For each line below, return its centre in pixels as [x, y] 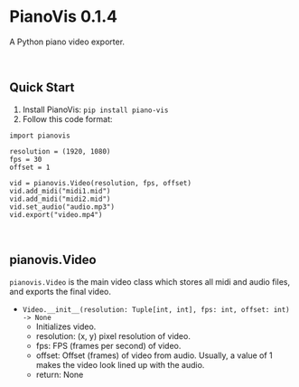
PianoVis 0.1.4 [63, 17]
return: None [60, 374]
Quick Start [42, 88]
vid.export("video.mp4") [56, 214]
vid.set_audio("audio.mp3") [62, 207]
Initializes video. [66, 326]
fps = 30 [26, 159]
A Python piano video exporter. [67, 42]
